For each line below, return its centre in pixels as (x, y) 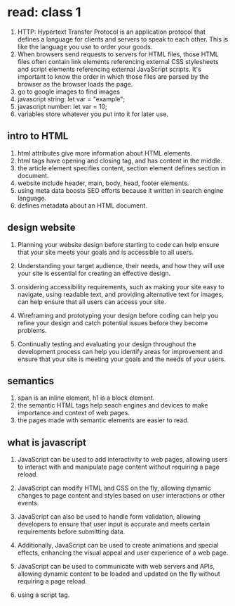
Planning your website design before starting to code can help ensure (118, 244)
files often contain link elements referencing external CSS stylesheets (118, 61)
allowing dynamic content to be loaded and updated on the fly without (119, 574)
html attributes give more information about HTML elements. (105, 153)
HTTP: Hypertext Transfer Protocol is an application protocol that (111, 32)
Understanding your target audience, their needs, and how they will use (121, 265)
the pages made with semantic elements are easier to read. (103, 420)
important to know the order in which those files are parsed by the (113, 76)
